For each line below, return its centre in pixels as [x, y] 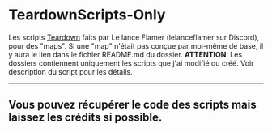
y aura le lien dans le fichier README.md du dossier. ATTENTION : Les [125, 54]
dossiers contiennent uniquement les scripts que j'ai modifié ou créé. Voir [131, 63]
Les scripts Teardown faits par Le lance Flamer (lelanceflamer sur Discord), [134, 37]
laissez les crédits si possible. [85, 118]
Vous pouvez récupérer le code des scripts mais [132, 105]
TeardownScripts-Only [87, 15]
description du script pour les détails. [70, 71]
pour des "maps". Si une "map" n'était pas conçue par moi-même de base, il [136, 45]
